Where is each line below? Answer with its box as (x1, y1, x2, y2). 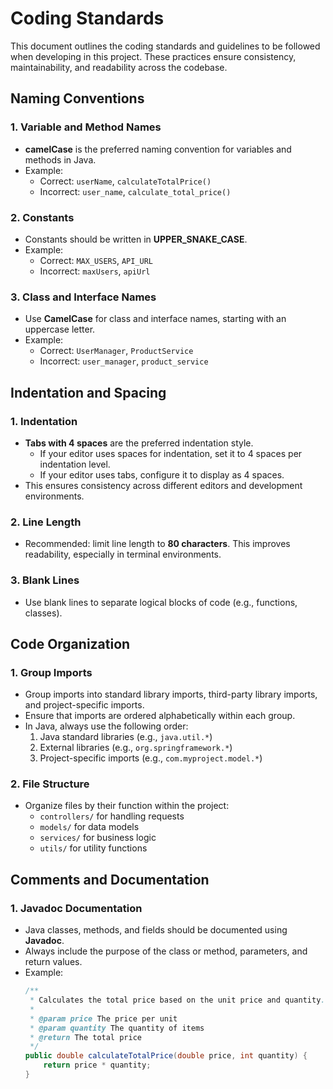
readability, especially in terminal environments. (24, 548, 222, 561)
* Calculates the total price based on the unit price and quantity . (29, 995, 326, 1006)
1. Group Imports (10, 665, 93, 679)
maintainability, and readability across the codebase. (10, 61, 228, 73)
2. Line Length (10, 515, 82, 529)
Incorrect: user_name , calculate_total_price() (39, 185, 232, 197)
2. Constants (10, 210, 75, 224)
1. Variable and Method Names (10, 120, 162, 134)
